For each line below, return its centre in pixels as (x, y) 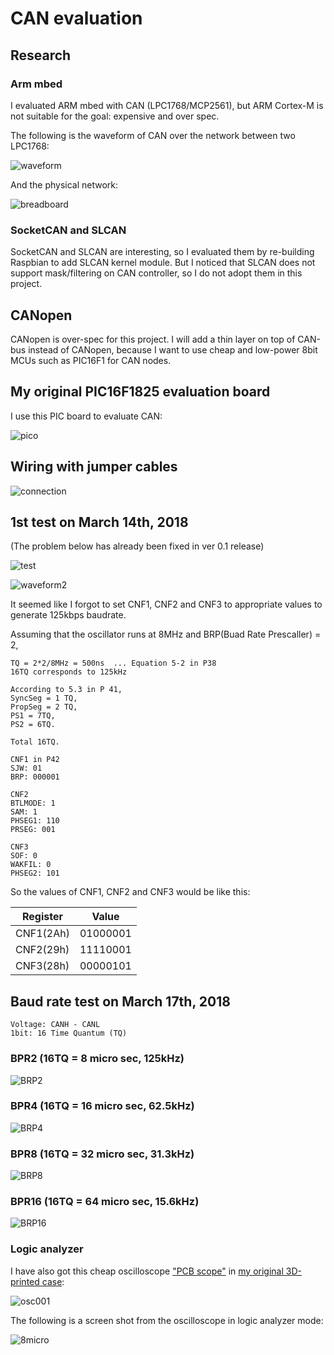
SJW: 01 (26, 768)
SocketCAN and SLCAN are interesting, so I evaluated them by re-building (162, 252)
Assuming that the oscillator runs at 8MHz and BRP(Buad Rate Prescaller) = (166, 634)
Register (42, 917)
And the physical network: (64, 184)
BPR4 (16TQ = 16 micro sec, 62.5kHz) (102, 1106)
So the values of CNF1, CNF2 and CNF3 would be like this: (130, 892)
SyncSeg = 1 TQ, (44, 698)
